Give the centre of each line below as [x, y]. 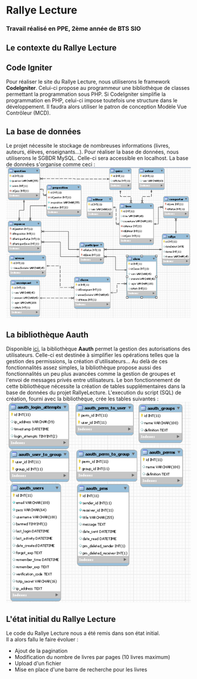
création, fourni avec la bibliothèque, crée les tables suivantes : [82, 399]
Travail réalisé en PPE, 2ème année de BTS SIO [74, 29]
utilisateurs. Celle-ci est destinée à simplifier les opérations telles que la [93, 355]
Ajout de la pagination [41, 651]
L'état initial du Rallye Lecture [61, 619]
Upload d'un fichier [38, 663]
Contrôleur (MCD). [28, 113]
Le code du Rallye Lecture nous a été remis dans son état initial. [83, 633]
